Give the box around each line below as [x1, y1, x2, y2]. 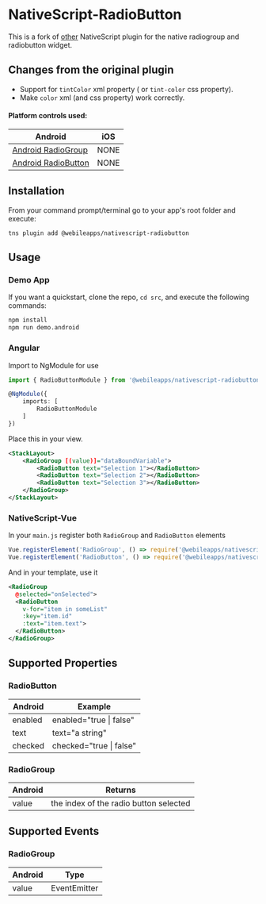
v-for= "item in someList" [22, 605, 108, 613]
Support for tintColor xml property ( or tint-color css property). [19, 84, 234, 94]
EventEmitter [51, 883, 99, 894]
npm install [8, 316, 47, 325]
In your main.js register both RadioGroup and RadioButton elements [8, 530, 226, 540]
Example [78, 701, 111, 712]
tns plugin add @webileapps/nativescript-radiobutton [8, 229, 190, 237]
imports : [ [22, 398, 59, 406]
